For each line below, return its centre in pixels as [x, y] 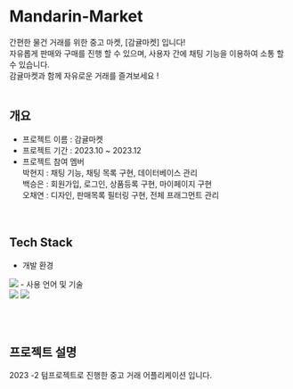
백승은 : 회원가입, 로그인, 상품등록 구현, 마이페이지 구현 [117, 184]
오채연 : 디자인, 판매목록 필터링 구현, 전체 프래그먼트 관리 [121, 194]
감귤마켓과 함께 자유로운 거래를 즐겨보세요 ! [84, 75]
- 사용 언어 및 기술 [52, 284]
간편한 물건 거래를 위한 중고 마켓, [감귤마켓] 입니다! [98, 42]
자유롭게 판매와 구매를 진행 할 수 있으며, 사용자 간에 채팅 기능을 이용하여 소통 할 [147, 53]
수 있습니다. [30, 64]
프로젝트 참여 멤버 [53, 161]
